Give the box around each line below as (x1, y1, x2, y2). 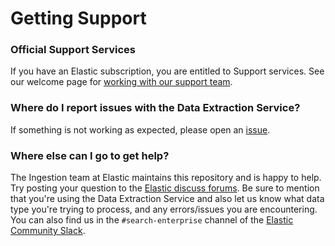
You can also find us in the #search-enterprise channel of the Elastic (10, 214, 294, 226)
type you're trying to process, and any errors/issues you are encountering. (10, 203, 318, 216)
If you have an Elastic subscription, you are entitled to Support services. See (10, 65, 325, 77)
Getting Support (10, 7, 147, 30)
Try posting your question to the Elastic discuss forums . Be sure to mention (10, 182, 320, 194)
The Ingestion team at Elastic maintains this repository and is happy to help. (10, 172, 322, 184)
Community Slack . (10, 225, 86, 237)
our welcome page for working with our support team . (10, 76, 233, 88)
